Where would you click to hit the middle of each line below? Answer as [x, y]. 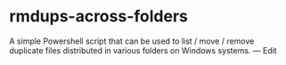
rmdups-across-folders [99, 16]
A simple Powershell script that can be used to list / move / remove [132, 41]
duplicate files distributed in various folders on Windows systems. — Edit [143, 50]
